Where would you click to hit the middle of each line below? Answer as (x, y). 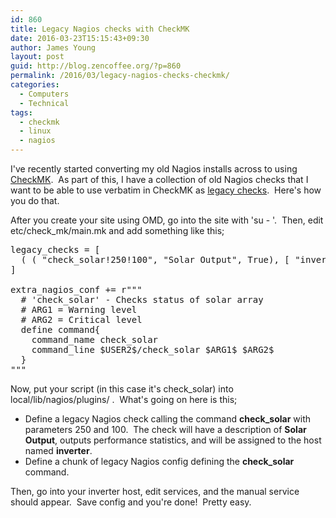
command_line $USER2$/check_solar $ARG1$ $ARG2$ (153, 349)
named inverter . (58, 450)
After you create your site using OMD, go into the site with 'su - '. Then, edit (167, 220)
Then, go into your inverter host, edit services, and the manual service (155, 491)
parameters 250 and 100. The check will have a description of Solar (165, 429)
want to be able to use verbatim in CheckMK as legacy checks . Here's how (166, 190)
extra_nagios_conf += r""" (76, 289)
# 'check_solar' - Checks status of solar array (142, 299)
